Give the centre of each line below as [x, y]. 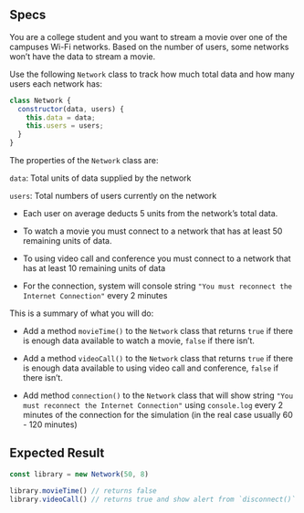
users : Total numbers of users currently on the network [113, 196]
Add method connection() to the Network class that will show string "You [158, 395]
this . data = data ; [61, 118]
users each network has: [56, 84]
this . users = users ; [65, 126]
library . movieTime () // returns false [83, 491]
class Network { [40, 100]
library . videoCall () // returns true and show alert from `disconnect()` [153, 499]
